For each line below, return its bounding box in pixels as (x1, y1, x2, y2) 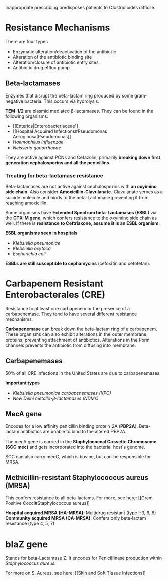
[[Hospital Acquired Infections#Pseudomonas (12, 128, 107, 134)
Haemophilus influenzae (12, 139, 64, 145)
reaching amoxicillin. (5, 200, 48, 206)
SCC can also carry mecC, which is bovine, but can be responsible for (5, 453, 151, 459)
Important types (5, 380, 40, 386)
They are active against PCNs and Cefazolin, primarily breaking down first (5, 154, 160, 160)
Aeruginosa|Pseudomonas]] (12, 133, 71, 139)
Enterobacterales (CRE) (5, 289, 106, 300)
